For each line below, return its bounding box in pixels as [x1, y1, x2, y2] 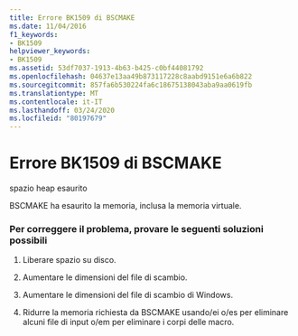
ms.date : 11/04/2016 [9, 22, 88, 31]
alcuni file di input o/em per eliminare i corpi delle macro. [22, 317, 235, 328]
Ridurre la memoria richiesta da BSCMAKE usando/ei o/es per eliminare [22, 307, 289, 318]
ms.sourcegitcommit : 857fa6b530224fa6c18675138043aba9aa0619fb [9, 80, 253, 89]
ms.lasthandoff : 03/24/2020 [9, 106, 116, 115]
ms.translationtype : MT [9, 89, 99, 98]
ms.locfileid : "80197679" [9, 114, 107, 123]
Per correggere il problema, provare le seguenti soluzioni [9, 222, 264, 235]
